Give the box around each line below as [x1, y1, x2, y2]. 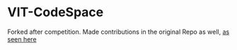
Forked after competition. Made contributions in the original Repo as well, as [7, 27, 230, 36]
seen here [7, 35, 37, 43]
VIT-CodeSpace [7, 4, 104, 20]
